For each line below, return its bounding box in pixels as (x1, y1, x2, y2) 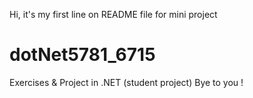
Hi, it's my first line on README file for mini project (9, 9, 218, 20)
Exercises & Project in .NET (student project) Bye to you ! (9, 76, 244, 88)
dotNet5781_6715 (9, 44, 156, 66)
